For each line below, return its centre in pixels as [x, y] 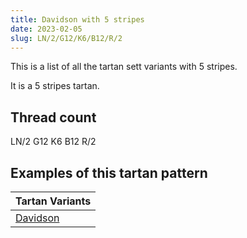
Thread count [53, 117]
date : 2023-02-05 [46, 29]
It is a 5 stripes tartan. [55, 86]
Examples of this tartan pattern [109, 172]
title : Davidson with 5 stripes [77, 19]
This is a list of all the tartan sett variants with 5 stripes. [124, 67]
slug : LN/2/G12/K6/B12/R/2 [66, 38]
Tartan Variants [53, 201]
